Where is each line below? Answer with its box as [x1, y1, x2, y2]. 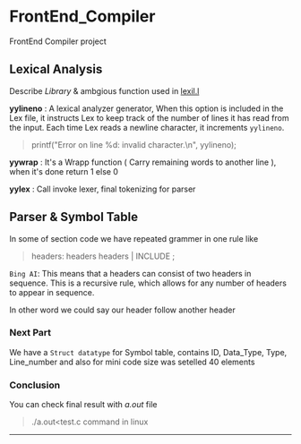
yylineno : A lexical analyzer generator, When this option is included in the [9, 103, 284, 114]
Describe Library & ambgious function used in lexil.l [9, 85, 200, 96]
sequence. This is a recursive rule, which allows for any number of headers [9, 277, 287, 288]
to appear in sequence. [9, 286, 95, 297]
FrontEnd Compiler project [9, 36, 107, 47]
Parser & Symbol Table [9, 209, 139, 225]
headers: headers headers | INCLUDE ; [30, 251, 176, 261]
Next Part [9, 327, 52, 339]
